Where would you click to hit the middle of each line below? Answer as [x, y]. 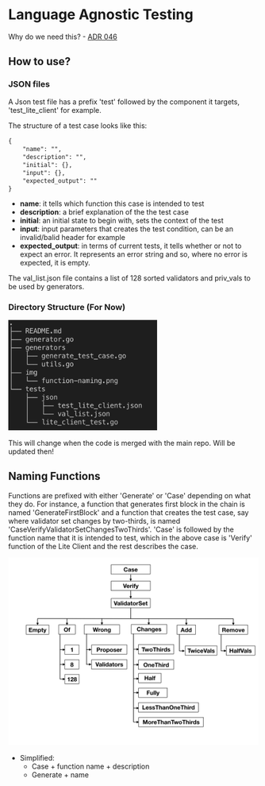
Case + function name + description [90, 766]
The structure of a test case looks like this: [78, 126]
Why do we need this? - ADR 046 [63, 37]
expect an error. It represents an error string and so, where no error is [134, 254]
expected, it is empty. [55, 262]
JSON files [29, 84]
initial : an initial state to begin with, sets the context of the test [121, 220]
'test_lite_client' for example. [55, 110]
